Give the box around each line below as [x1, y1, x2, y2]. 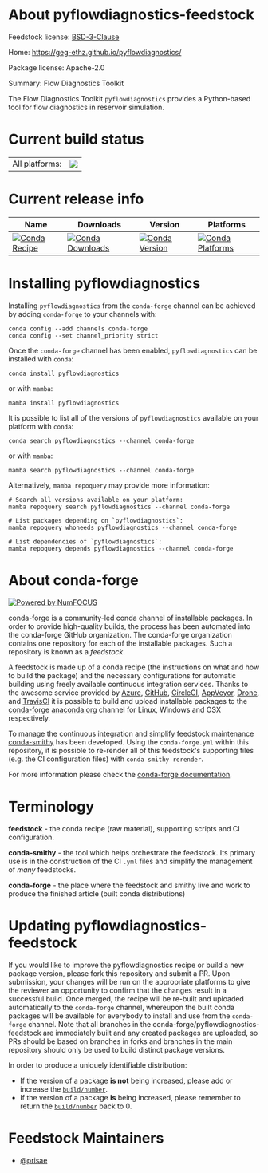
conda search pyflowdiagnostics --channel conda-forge [8, 436, 195, 444]
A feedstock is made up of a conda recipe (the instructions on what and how [8, 662, 260, 672]
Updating [8, 916, 72, 934]
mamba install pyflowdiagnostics [8, 399, 120, 407]
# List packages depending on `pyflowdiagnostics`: [8, 516, 183, 524]
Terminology [8, 797, 94, 816]
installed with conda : [8, 353, 74, 364]
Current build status [8, 130, 144, 148]
